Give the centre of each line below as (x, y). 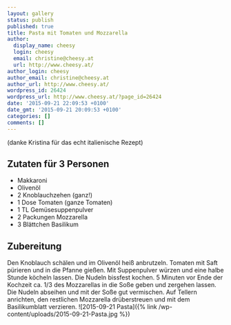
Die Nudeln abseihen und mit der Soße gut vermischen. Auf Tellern (102, 292)
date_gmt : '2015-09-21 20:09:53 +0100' (64, 110)
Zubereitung (34, 246)
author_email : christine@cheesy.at (58, 78)
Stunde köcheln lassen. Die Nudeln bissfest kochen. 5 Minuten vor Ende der (115, 277)
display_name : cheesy (44, 46)
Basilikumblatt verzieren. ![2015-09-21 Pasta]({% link (82, 307)
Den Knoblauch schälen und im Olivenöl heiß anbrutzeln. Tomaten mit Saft (113, 263)
